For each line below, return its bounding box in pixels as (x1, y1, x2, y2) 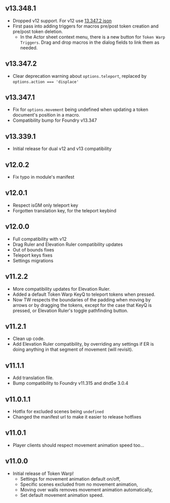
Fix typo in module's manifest (12, 174, 75, 180)
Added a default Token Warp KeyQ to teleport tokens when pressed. (12, 291, 156, 297)
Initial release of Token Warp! (12, 470, 74, 477)
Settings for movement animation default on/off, (20, 476, 121, 482)
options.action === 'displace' (12, 79, 79, 85)
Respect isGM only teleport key (12, 202, 79, 208)
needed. (20, 44, 38, 50)
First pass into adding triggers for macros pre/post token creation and (12, 23, 159, 29)
